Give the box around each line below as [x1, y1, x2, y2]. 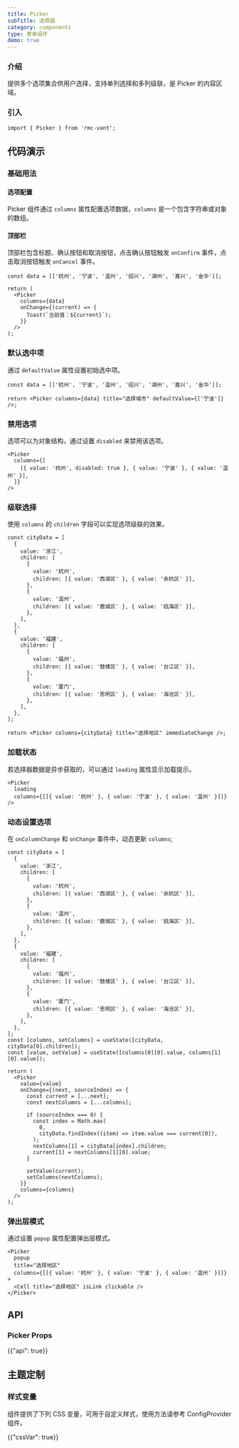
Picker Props [7, 1330, 53, 1340]
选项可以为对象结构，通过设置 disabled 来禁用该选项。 [7, 437, 168, 445]
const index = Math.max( [33, 1118, 107, 1125]
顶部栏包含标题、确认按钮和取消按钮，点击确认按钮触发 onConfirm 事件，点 [7, 249, 227, 257]
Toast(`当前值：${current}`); [26, 311, 112, 319]
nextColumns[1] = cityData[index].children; [33, 1142, 167, 1150]
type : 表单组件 [7, 30, 48, 38]
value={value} [20, 1080, 62, 1087]
